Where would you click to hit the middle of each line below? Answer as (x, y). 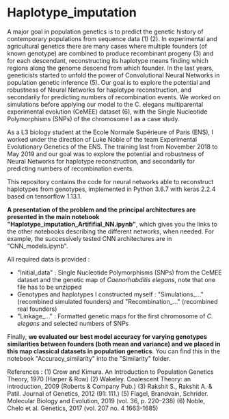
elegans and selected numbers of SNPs (73, 323)
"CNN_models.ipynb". (38, 246)
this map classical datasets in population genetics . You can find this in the (113, 351)
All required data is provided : (49, 259)
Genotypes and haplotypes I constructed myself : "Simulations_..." (110, 294)
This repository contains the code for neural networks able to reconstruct (110, 181)
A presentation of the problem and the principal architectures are (102, 209)
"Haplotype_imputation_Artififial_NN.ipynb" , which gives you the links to (112, 224)
